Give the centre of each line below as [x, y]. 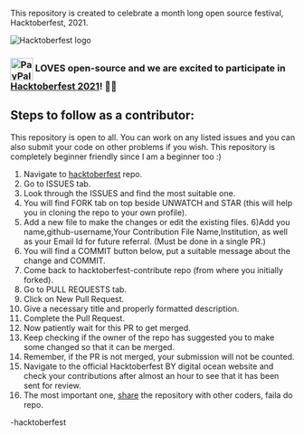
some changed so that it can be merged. [99, 346]
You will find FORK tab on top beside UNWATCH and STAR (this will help [158, 203]
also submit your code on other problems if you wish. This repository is [142, 147]
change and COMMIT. [65, 260]
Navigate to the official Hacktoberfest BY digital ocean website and [148, 366]
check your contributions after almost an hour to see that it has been [151, 375]
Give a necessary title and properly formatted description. [131, 308]
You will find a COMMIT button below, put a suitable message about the [157, 251]
